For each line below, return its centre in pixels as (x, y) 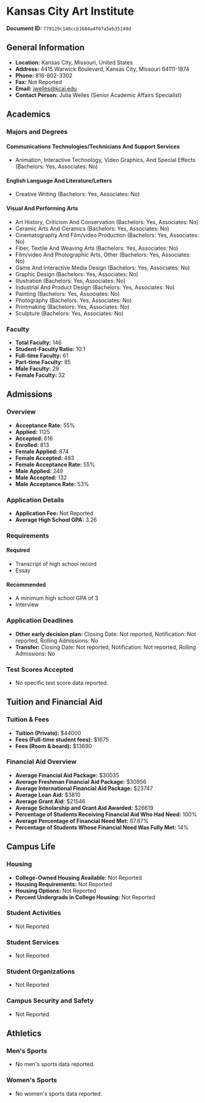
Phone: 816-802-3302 (44, 75)
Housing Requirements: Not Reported (63, 884)
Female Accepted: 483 (45, 458)
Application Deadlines (40, 621)
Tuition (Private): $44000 (48, 733)
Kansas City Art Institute (70, 11)
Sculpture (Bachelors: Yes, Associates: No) (69, 313)
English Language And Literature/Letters (59, 180)
